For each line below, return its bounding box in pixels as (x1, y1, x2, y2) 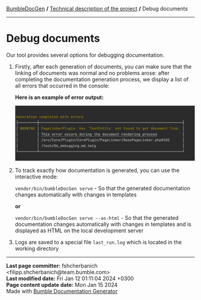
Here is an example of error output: (14, 93, 104, 101)
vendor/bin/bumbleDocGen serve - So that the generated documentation (14, 184, 190, 192)
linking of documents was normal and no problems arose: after (14, 69, 170, 77)
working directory (14, 245, 59, 252)
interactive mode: (14, 173, 59, 180)
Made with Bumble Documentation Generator (6, 287, 118, 295)
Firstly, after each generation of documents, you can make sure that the (14, 63, 192, 70)
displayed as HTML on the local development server (14, 227, 144, 234)
